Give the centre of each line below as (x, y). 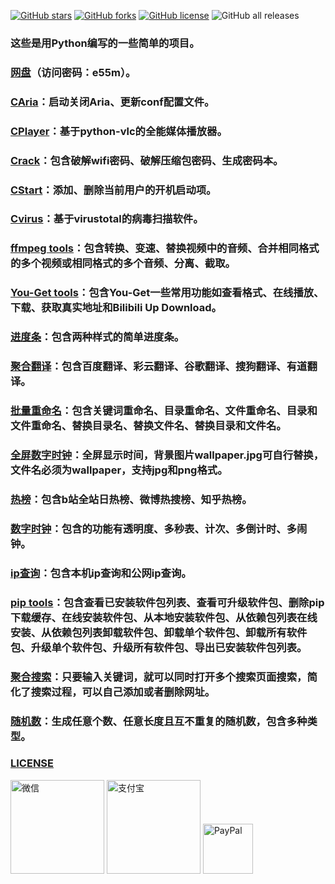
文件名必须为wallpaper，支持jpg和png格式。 (119, 470)
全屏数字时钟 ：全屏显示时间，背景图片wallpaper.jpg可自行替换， (167, 455)
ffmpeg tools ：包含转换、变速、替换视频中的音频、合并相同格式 (165, 248)
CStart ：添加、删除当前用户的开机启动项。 (113, 190)
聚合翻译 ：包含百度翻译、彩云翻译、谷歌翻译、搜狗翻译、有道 (159, 367)
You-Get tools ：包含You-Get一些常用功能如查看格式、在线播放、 (167, 293)
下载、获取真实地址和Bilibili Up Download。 (116, 308)
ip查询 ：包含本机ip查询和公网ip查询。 (101, 573)
